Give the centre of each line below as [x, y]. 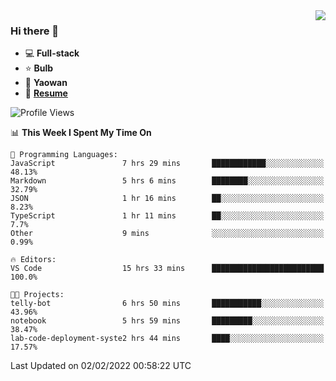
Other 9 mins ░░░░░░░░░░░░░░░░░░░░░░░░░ [167, 234]
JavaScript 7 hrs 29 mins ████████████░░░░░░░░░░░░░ [167, 164]
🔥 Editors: [33, 260]
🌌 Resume [46, 93]
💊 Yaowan [46, 83]
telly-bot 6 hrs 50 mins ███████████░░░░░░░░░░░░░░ [167, 304]
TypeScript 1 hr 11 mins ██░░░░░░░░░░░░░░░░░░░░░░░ [167, 216]
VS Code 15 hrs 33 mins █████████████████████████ [167, 269]
